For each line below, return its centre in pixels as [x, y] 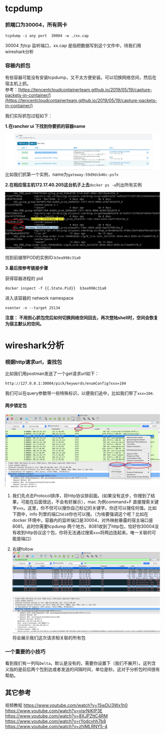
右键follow [23, 549]
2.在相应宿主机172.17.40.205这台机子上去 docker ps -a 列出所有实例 [74, 185]
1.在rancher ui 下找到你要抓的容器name [45, 126]
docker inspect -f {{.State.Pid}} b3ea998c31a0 [56, 288]
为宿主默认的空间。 [25, 324]
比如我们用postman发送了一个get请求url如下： [52, 374]
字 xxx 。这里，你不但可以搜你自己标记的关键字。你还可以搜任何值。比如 [84, 508]
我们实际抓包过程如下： [29, 115]
